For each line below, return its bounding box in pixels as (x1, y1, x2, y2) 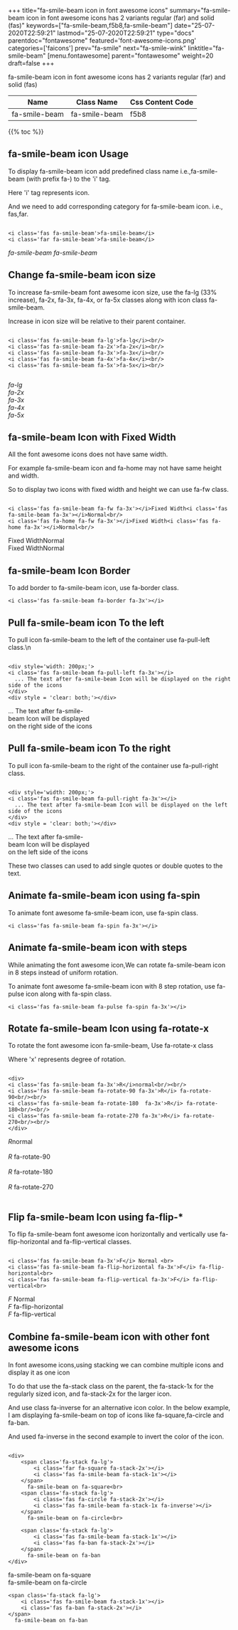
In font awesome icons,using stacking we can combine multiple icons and (8, 1360, 225, 1369)
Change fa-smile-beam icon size (8, 269, 156, 281)
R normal (8, 1137, 33, 1146)
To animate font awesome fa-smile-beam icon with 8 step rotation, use (8, 982, 216, 990)
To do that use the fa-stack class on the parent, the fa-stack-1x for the (8, 1382, 214, 1390)
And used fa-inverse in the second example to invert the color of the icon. (8, 1432, 225, 1441)
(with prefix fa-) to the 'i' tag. (26, 174, 111, 183)
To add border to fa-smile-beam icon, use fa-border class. (8, 584, 180, 592)
